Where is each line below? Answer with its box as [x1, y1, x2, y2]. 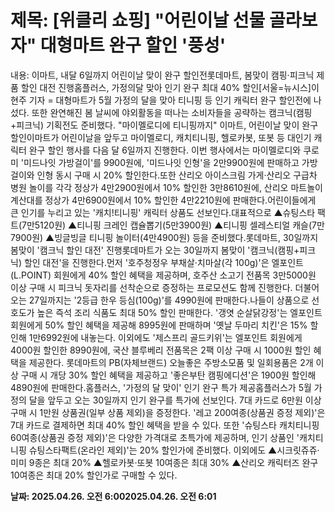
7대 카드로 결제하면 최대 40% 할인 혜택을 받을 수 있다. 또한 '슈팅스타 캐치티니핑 [10, 419, 320, 431]
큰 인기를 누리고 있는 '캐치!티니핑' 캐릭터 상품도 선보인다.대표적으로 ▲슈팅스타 [10, 206, 316, 218]
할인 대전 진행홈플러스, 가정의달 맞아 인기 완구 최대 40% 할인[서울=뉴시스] [20, 81, 312, 93]
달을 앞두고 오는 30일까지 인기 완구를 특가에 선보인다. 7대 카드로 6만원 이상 [28, 394, 322, 406]
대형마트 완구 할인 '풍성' [39, 34, 227, 57]
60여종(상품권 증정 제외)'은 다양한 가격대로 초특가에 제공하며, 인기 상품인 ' [10, 431, 300, 443]
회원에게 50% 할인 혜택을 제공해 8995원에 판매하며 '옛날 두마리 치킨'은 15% [10, 319, 308, 331]
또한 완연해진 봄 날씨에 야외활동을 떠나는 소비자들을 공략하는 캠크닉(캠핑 [31, 106, 313, 118]
